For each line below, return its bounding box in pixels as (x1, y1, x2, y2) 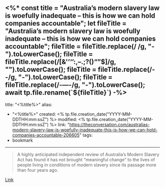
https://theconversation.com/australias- (69, 122, 150, 127)
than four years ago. (17, 167, 58, 173)
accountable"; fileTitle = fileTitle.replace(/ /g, (5, 42, 147, 51)
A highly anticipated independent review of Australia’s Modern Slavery (17, 151, 160, 157)
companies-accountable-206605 (12, 132, 80, 138)
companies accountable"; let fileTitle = (5, 19, 127, 28)
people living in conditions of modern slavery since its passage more (17, 162, 157, 168)
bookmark (12, 137, 33, 143)
